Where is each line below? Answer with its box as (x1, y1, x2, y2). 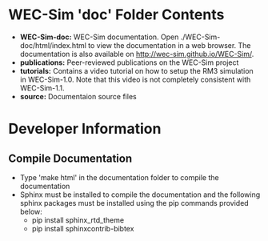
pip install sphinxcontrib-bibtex (31, 223, 134, 233)
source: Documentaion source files (19, 91, 138, 101)
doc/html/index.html (19, 40, 86, 50)
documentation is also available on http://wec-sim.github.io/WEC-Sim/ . (19, 49, 254, 58)
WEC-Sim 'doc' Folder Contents (8, 6, 225, 24)
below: (19, 207, 42, 216)
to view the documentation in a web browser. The (87, 40, 251, 50)
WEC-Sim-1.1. (19, 82, 65, 93)
